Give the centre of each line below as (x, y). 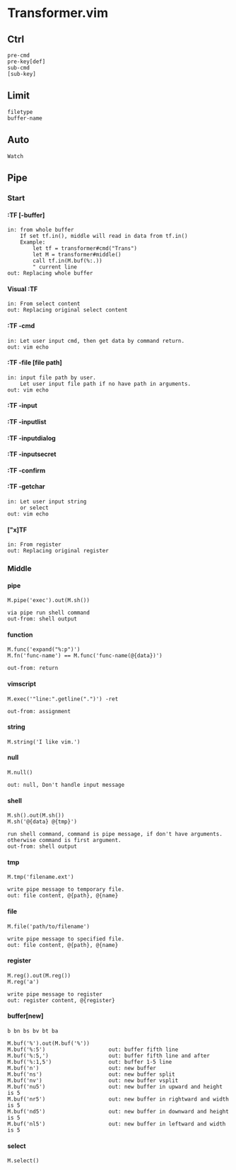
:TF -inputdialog (32, 438)
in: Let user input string (47, 501)
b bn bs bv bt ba (33, 1031)
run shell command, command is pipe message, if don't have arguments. (115, 834)
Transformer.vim (58, 13)
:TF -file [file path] (35, 363)
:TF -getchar (26, 487)
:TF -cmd (21, 325)
